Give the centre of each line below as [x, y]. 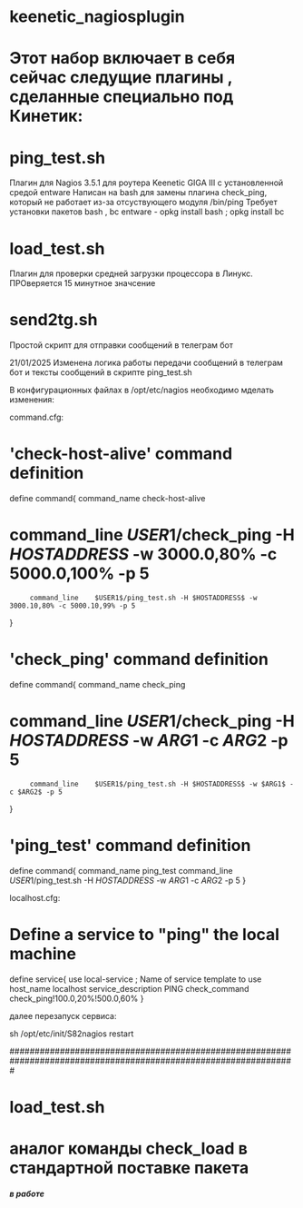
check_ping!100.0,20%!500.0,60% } [77, 998]
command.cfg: [37, 417]
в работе [27, 1193]
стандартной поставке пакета [129, 1168]
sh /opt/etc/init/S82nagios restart [72, 1034]
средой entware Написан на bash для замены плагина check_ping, [138, 193]
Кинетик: [46, 116]
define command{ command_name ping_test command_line [121, 870]
